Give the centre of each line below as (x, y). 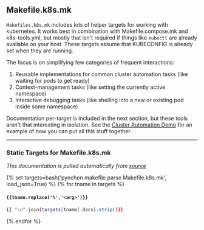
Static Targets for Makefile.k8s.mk (59, 153)
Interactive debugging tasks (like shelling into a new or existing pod (99, 100)
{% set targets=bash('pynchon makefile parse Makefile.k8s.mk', (87, 178)
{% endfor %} (24, 221)
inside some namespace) (46, 106)
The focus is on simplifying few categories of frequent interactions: (90, 62)
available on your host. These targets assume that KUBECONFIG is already (100, 44)
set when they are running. (40, 51)
